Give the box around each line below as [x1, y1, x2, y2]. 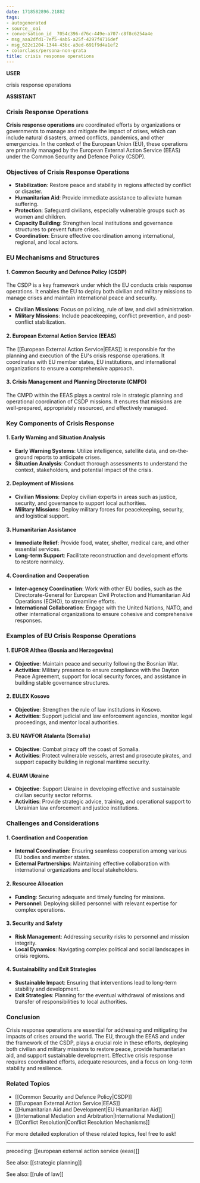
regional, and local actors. [14, 238, 79, 246]
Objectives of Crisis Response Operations [6, 168, 130, 176]
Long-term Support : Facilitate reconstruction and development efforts [14, 552, 188, 559]
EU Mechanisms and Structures [6, 253, 100, 262]
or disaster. [14, 188, 43, 195]
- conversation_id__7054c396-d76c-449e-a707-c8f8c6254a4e [6, 31, 153, 37]
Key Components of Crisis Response [6, 419, 114, 427]
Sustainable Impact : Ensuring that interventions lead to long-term [14, 979, 177, 986]
